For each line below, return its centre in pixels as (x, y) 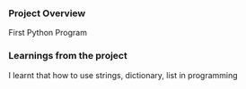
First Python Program (48, 33)
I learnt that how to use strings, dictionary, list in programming (123, 75)
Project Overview (47, 13)
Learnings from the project (68, 56)
